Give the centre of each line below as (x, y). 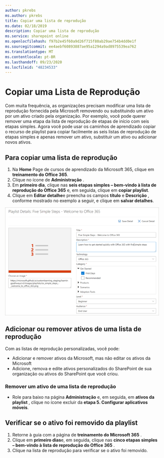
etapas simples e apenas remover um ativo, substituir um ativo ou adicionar (81, 137)
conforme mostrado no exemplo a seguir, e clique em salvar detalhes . (83, 201)
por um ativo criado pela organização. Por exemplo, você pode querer (76, 116)
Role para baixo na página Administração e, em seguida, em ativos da (83, 397)
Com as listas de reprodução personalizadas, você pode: (62, 349)
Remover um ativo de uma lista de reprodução (61, 386)
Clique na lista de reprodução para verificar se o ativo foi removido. (80, 450)
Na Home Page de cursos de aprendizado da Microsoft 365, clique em (83, 169)
